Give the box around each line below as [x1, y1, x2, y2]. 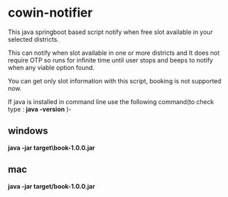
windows [8, 125, 49, 137]
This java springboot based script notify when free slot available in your [8, 28, 213, 36]
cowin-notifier [8, 5, 93, 21]
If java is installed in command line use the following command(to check [8, 97, 214, 105]
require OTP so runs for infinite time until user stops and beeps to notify [8, 55, 213, 64]
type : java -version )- [8, 105, 72, 113]
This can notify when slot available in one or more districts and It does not [8, 49, 220, 57]
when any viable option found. [8, 63, 95, 71]
